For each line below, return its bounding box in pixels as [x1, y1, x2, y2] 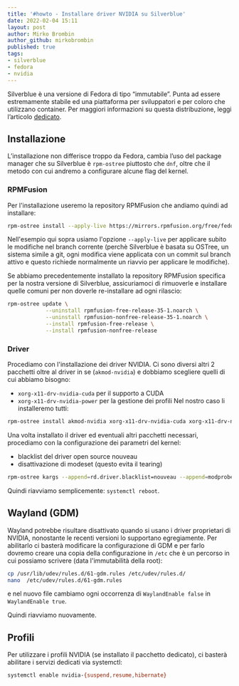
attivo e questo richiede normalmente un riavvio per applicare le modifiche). [7, 258, 230, 266]
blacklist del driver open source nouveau [17, 452, 137, 461]
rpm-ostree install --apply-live [7, 222, 107, 229]
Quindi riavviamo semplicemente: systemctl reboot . [7, 486, 160, 495]
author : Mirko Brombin [7, 30, 75, 38]
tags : [7, 51, 23, 58]
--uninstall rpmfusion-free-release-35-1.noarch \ [45, 307, 199, 314]
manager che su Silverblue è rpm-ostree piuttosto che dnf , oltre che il [7, 160, 211, 168]
